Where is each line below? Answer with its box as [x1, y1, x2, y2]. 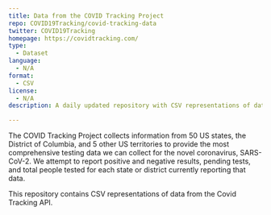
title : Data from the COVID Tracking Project [8, 11, 164, 20]
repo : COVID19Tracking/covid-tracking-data [8, 19, 157, 27]
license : [8, 86, 38, 95]
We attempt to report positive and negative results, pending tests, [33, 156, 252, 166]
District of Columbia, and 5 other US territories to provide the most [8, 139, 230, 149]
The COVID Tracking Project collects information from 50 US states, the [8, 130, 247, 141]
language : [8, 57, 42, 65]
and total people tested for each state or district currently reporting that [8, 165, 246, 175]
